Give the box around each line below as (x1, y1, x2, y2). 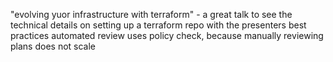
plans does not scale (10, 40, 97, 52)
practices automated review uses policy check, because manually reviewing (10, 30, 324, 41)
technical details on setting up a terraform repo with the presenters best (10, 19, 307, 31)
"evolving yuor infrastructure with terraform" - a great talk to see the (10, 9, 293, 20)
